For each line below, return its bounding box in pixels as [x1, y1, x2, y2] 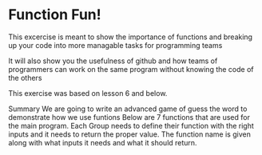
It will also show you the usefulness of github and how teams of [8, 56, 218, 66]
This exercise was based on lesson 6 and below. [8, 88, 168, 97]
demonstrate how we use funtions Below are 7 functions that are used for [8, 112, 250, 121]
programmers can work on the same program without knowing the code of [8, 64, 254, 74]
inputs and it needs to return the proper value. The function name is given [8, 129, 252, 139]
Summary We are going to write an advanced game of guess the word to [8, 104, 248, 113]
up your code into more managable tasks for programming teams [8, 40, 223, 50]
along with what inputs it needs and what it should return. [8, 137, 197, 147]
